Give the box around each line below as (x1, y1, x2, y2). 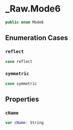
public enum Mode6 (5, 20, 44, 25)
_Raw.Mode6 (5, 3, 61, 15)
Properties (5, 95, 39, 103)
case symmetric (5, 81, 37, 86)
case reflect (5, 59, 33, 64)
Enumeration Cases (5, 34, 68, 42)
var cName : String (5, 120, 44, 125)
